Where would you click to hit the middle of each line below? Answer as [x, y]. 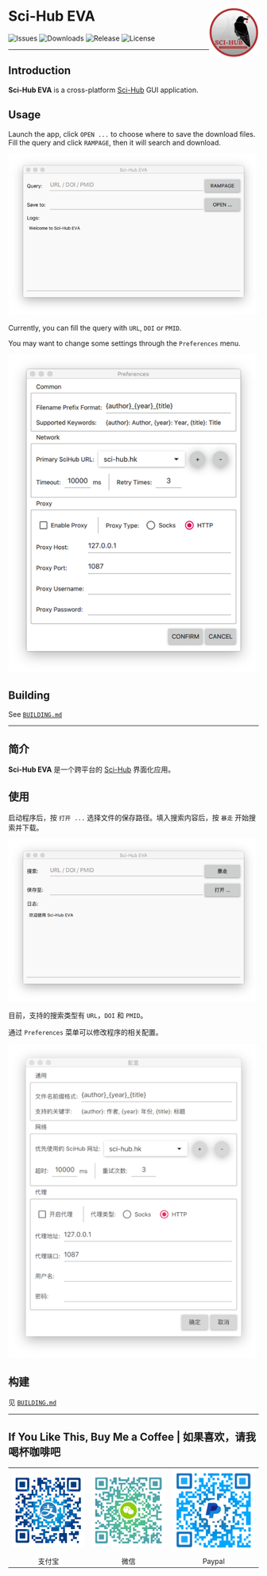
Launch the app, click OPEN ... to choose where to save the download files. [132, 134]
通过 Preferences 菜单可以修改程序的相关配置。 [85, 1032]
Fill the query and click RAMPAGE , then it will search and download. [114, 142]
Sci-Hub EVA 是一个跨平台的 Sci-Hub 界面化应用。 [92, 769]
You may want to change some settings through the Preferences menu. [124, 343]
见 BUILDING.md [33, 1403]
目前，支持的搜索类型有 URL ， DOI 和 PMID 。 [78, 1015]
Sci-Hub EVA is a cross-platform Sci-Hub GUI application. [103, 90]
